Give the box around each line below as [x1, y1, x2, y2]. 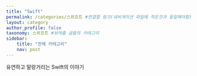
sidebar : [6, 36, 28, 42]
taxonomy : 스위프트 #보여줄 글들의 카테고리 [6, 30, 100, 36]
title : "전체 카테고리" [16, 42, 67, 47]
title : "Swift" [6, 8, 43, 15]
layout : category [6, 19, 49, 25]
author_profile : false [6, 25, 62, 31]
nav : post [16, 47, 41, 53]
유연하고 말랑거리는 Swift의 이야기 [6, 63, 84, 70]
